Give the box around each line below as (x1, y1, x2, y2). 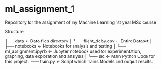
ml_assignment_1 (5, 3, 75, 14)
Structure (5, 28, 24, 34)
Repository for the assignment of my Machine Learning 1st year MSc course (5, 19, 156, 25)
